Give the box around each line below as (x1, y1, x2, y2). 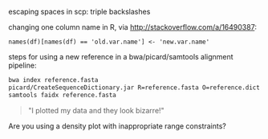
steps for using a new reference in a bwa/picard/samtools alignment (8, 52, 234, 61)
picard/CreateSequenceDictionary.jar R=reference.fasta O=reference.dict (8, 84, 261, 92)
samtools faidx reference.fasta (8, 91, 116, 99)
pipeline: (8, 60, 37, 70)
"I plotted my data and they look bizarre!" (27, 105, 164, 115)
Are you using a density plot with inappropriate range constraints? (8, 121, 226, 131)
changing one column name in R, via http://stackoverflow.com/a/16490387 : (8, 22, 257, 31)
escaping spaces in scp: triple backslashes (8, 7, 151, 16)
